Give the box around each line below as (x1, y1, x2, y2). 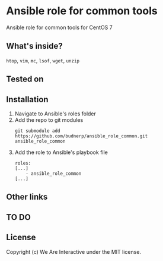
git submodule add (14, 128, 60, 134)
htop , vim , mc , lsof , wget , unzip (6, 56, 80, 64)
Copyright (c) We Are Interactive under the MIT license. (6, 248, 141, 255)
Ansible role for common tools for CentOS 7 (6, 24, 113, 31)
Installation (6, 94, 49, 105)
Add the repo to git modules (14, 116, 84, 123)
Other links (6, 192, 48, 202)
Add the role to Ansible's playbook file (14, 149, 108, 156)
